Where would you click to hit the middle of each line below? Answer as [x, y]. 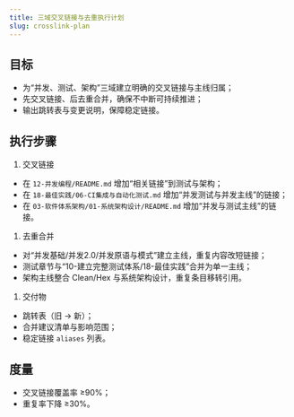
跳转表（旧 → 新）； [58, 316]
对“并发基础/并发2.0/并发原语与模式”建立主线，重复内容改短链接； [144, 256]
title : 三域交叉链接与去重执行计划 [67, 17]
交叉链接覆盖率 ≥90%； [66, 392]
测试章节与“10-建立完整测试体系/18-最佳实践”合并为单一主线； [137, 266]
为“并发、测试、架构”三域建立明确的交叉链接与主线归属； [128, 88]
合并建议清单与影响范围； [69, 327]
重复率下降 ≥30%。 [59, 404]
